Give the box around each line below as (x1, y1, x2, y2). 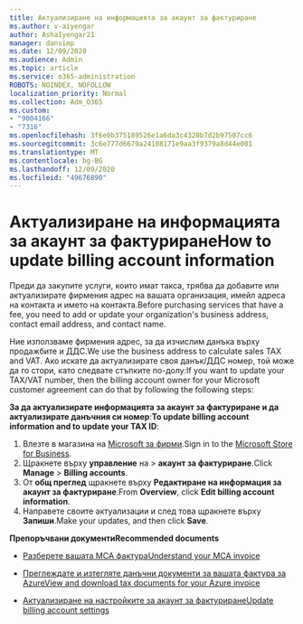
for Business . (22, 449, 72, 459)
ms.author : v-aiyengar (9, 22, 95, 31)
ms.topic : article (9, 64, 79, 73)
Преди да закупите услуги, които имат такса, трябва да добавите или (9, 280, 279, 291)
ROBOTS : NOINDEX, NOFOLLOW (9, 80, 111, 90)
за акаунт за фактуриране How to (9, 232, 272, 251)
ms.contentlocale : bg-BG (9, 156, 103, 165)
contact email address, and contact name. (9, 318, 166, 330)
